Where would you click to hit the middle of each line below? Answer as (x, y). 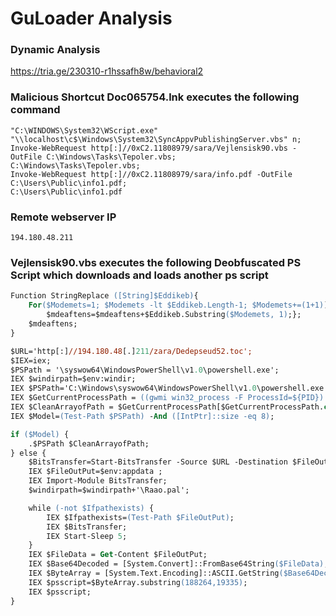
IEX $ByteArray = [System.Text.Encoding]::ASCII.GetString (154, 573)
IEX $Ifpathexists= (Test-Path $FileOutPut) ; (140, 517)
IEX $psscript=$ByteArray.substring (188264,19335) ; (138, 582)
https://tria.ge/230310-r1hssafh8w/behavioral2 (107, 71)
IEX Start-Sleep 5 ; (87, 536)
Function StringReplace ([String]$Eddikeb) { (104, 296)
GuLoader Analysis (91, 18)
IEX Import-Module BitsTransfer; (98, 481)
